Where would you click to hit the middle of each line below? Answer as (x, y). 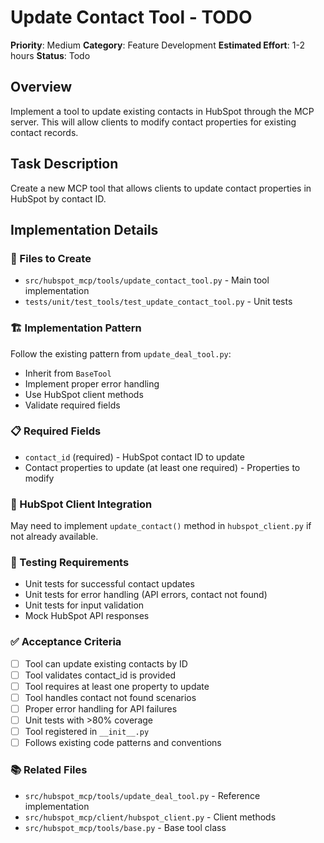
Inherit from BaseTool (68, 373)
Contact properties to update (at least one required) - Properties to (162, 467)
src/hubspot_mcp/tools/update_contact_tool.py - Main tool (147, 280)
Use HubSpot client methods (84, 394)
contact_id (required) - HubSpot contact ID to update (134, 457)
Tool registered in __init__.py (87, 732)
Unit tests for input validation (84, 605)
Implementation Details (84, 229)
